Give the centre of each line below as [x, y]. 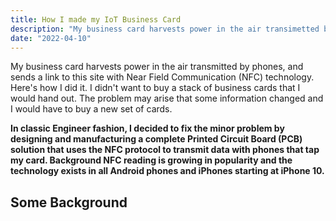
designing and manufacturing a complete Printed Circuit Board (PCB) [156, 139]
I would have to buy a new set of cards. [91, 109]
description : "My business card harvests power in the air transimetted [165, 29]
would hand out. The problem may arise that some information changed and [167, 98]
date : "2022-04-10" [51, 38]
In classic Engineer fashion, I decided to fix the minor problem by [147, 128]
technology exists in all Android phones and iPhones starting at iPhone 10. [167, 171]
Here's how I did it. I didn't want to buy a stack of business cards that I [155, 88]
